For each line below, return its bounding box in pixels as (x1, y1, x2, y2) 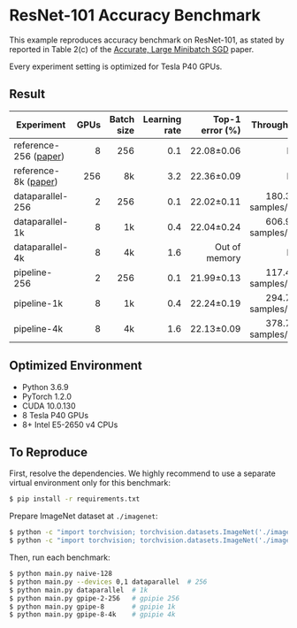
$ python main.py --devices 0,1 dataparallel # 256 (9, 577, 208, 586)
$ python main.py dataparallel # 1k (9, 586, 148, 594)
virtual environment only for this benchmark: (9, 478, 171, 488)
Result (9, 87, 46, 102)
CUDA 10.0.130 (21, 400, 76, 411)
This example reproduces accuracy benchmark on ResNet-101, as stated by (9, 34, 285, 45)
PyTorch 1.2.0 (21, 391, 72, 402)
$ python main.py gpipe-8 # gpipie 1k (9, 602, 176, 611)
